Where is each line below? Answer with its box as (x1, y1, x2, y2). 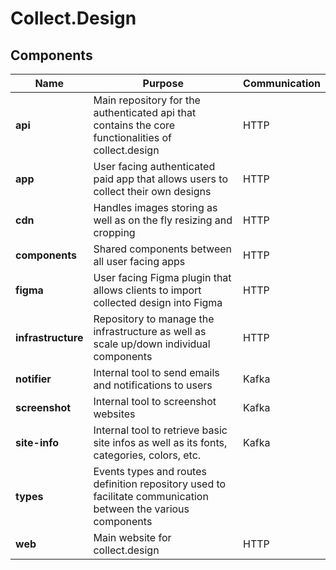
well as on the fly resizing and (93, 213, 233, 227)
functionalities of (93, 131, 172, 144)
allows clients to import (93, 283, 202, 297)
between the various (93, 502, 190, 516)
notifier (15, 372, 52, 386)
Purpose (142, 77, 184, 90)
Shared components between (93, 242, 233, 256)
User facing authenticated (93, 160, 216, 173)
